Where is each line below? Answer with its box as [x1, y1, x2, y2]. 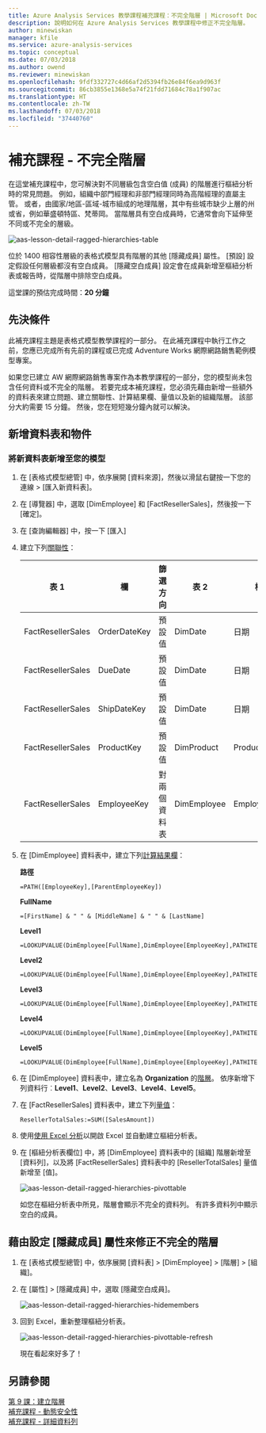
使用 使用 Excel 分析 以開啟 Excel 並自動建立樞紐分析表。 [19, 1131, 202, 1141]
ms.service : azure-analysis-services [8, 41, 133, 49]
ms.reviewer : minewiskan [8, 71, 90, 78]
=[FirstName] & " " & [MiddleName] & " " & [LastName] [19, 912, 205, 920]
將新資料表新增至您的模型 [8, 453, 106, 464]
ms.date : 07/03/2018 [8, 56, 77, 64]
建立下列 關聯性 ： [19, 543, 76, 552]
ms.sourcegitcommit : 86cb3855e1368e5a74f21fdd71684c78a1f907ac [8, 85, 222, 94]
